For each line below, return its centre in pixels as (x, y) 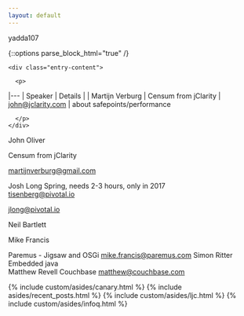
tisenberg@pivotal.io (42, 194)
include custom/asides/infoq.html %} (68, 303)
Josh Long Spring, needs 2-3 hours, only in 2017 (87, 186)
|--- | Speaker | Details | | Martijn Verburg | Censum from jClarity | (115, 96)
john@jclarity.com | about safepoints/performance (89, 104)
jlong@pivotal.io (34, 209)
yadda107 (24, 38)
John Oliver (27, 140)
